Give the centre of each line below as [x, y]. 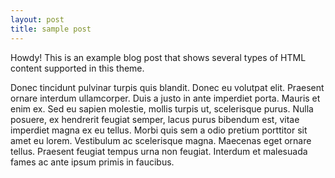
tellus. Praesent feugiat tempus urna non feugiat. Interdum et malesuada [159, 151]
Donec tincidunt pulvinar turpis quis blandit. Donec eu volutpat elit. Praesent [167, 87]
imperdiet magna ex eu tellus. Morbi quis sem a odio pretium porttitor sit [159, 130]
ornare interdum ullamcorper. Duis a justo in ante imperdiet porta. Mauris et [165, 98]
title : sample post [51, 29]
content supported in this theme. [77, 68]
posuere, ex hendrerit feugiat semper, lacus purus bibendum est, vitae [155, 119]
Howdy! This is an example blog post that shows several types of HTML [158, 57]
